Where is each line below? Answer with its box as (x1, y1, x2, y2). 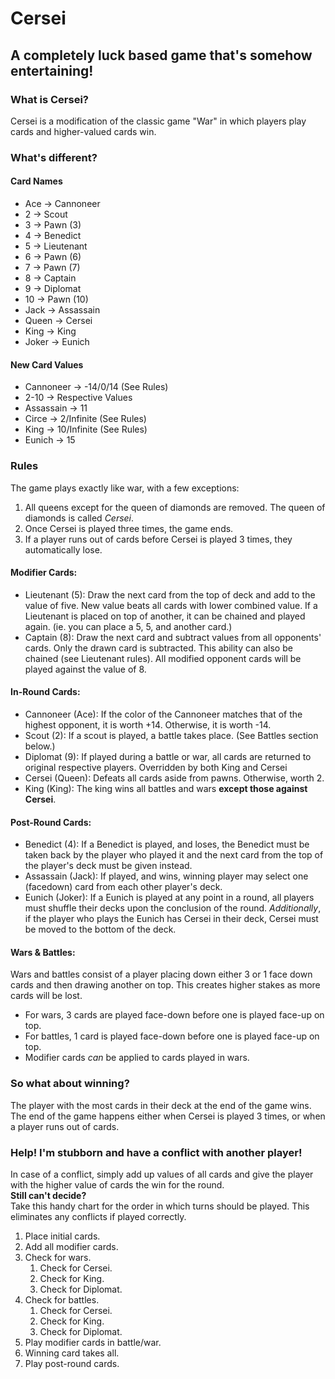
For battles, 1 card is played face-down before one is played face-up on (24, 1030, 320, 1042)
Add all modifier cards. (24, 1240, 119, 1252)
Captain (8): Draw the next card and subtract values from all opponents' (24, 631, 322, 643)
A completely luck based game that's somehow (10, 47, 313, 64)
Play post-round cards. (24, 1357, 120, 1369)
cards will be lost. (10, 990, 83, 1002)
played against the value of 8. (24, 663, 147, 675)
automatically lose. (24, 543, 103, 556)
